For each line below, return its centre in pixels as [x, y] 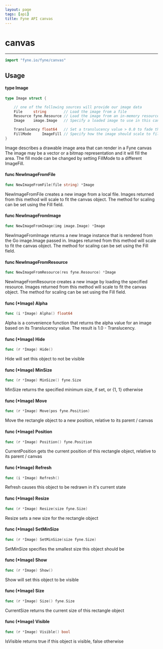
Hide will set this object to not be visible [45, 359]
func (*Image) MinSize [29, 370]
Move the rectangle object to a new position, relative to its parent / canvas [79, 420]
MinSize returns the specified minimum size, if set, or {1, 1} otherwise [74, 390]
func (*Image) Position [29, 432]
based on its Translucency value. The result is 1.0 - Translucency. [70, 328]
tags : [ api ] [17, 14]
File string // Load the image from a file [70, 112]
